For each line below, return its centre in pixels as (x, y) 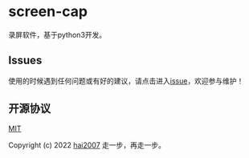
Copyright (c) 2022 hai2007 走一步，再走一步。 (87, 145)
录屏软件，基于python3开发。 (57, 34)
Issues (25, 61)
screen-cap (48, 12)
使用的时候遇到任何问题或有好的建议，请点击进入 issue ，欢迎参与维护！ (126, 81)
